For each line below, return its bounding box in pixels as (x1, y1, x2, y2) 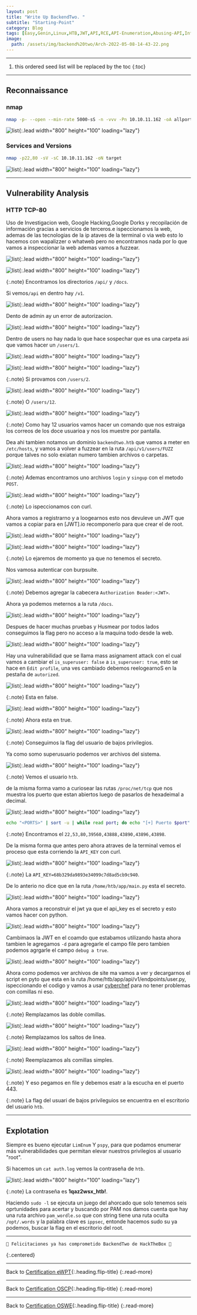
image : (6, 36, 22, 42)
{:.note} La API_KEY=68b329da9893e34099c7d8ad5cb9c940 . (6, 871, 140, 878)
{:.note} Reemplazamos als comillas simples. (6, 1056, 114, 1064)
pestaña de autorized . (6, 671, 60, 678)
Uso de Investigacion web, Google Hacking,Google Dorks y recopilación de (6, 219, 188, 226)
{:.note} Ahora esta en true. (6, 716, 72, 723)
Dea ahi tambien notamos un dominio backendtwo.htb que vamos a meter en (6, 439, 190, 446)
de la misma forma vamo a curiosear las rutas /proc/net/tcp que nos (6, 785, 173, 792)
